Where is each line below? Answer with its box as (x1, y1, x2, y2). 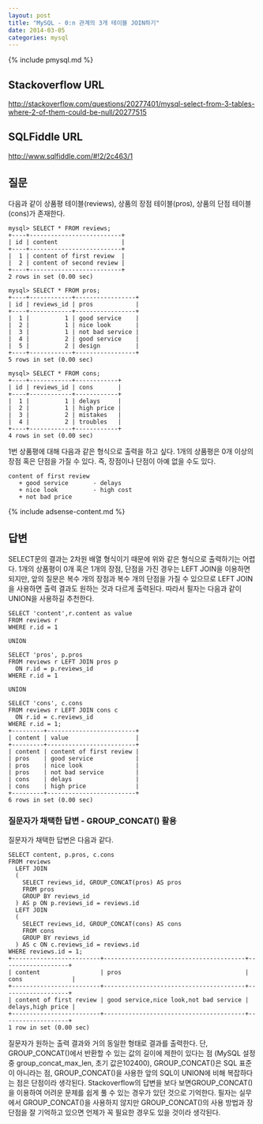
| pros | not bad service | (8, 768, 140, 776)
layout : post (8, 11, 51, 20)
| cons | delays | (8, 775, 140, 783)
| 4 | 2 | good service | (8, 335, 140, 343)
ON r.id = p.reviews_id (15, 664, 93, 672)
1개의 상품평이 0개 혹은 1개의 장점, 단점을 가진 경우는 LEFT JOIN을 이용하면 (18, 564, 250, 573)
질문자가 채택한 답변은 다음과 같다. (8, 835, 114, 844)
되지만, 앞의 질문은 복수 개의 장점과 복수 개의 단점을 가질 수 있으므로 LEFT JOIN (8, 573, 254, 583)
